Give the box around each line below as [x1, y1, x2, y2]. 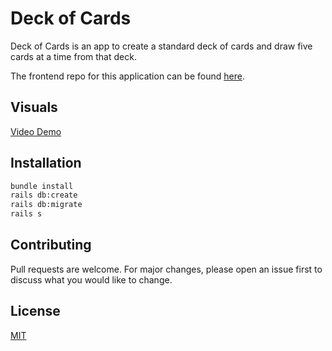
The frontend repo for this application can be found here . [10, 70, 245, 82]
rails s [10, 209, 43, 219]
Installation [10, 155, 82, 172]
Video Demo [10, 125, 62, 137]
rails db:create [10, 190, 78, 201]
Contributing [10, 237, 92, 254]
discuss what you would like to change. [10, 273, 173, 286]
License [10, 303, 61, 320]
